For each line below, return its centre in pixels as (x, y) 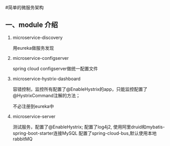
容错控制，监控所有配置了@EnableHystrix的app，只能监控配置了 (80, 89)
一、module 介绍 (32, 25)
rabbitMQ (23, 139)
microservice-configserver (41, 58)
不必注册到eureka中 (33, 106)
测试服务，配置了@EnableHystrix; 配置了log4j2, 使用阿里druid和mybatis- (89, 127)
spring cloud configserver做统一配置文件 (55, 68)
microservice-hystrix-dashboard (46, 79)
